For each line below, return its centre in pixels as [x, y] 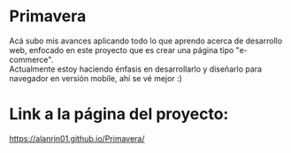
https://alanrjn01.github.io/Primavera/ [77, 138]
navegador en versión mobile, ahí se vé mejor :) [96, 78]
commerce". [31, 59]
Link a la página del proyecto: [119, 115]
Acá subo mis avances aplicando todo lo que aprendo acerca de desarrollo [146, 41]
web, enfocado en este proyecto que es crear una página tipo [122, 50]
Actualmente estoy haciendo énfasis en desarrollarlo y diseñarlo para [136, 69]
